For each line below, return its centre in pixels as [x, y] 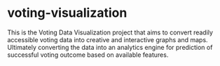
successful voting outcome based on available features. [88, 55]
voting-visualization [67, 13]
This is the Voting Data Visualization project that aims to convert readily [110, 32]
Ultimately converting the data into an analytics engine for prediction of [110, 47]
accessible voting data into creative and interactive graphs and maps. [108, 39]
